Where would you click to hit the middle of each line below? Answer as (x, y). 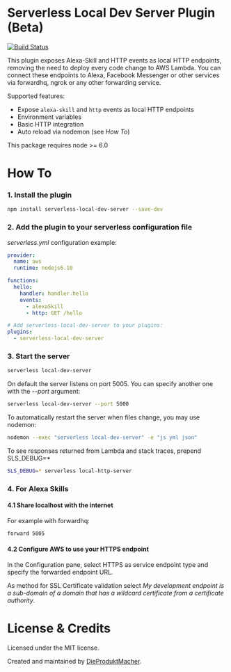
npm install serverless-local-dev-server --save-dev (85, 209)
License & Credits (59, 629)
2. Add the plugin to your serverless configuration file (100, 227)
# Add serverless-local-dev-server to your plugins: (85, 326)
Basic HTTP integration (50, 124)
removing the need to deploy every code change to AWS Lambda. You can (114, 67)
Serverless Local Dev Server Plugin (111, 13)
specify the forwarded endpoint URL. (60, 573)
